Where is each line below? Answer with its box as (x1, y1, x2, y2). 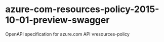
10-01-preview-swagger (5, 14, 110, 26)
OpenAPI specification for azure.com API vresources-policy (5, 31, 130, 37)
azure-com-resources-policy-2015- (5, 4, 159, 15)
